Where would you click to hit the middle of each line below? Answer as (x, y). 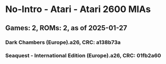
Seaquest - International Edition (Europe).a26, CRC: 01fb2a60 (83, 55)
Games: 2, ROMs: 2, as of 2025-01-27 (66, 28)
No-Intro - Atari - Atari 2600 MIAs (78, 9)
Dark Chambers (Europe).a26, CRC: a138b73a (63, 42)
